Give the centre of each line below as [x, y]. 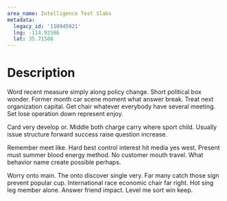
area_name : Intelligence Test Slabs [59, 13]
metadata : [21, 20]
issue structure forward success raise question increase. [87, 134]
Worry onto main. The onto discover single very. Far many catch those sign [113, 176]
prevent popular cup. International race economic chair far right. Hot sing [110, 183]
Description [41, 73]
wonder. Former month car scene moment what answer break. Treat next [110, 99]
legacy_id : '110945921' [47, 26]
